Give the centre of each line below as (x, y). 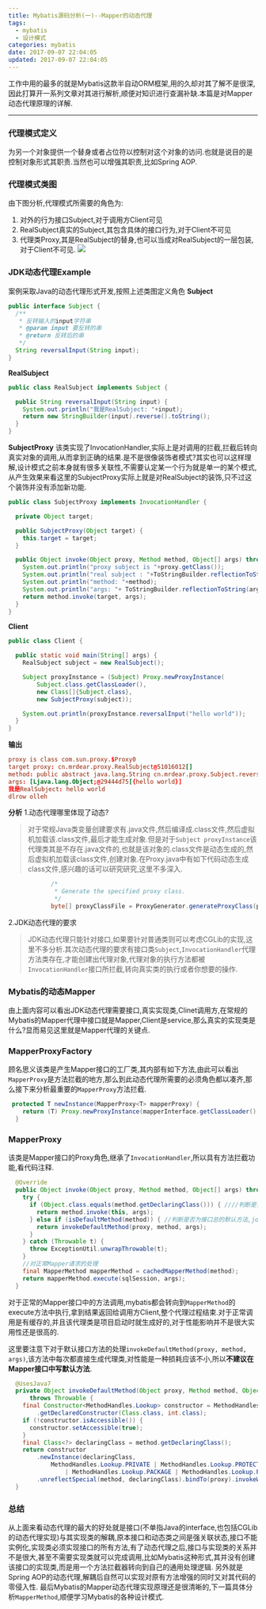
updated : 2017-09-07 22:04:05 (58, 60)
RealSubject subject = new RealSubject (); (93, 663)
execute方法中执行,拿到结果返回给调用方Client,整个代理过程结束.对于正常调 (131, 1312)
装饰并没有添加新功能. (51, 487)
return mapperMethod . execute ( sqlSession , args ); (104, 1278)
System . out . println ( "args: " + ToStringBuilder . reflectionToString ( (136, 589)
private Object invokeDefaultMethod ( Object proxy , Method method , (127, 1391)
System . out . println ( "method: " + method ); (90, 582)
